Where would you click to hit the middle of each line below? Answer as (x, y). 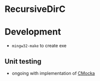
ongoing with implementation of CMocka (53, 73)
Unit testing (23, 61)
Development (33, 32)
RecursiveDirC (35, 9)
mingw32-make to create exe (39, 46)
